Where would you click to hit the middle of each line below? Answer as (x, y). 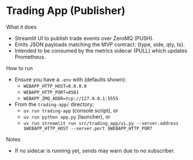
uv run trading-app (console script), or (71, 110)
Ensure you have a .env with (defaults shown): (70, 79)
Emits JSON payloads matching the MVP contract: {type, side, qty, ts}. (100, 44)
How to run (20, 68)
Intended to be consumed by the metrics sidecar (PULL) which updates (101, 50)
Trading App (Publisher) (66, 11)
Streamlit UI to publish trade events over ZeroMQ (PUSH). (84, 38)
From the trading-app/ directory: (54, 104)
